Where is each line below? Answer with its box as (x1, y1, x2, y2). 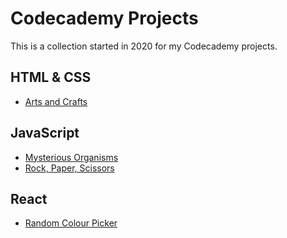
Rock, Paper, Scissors (24, 162, 115, 174)
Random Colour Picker (24, 217, 118, 229)
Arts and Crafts (24, 95, 88, 107)
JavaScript (10, 125, 80, 142)
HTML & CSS (10, 69, 92, 86)
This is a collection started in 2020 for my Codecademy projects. (10, 40, 278, 52)
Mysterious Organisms (24, 151, 119, 163)
